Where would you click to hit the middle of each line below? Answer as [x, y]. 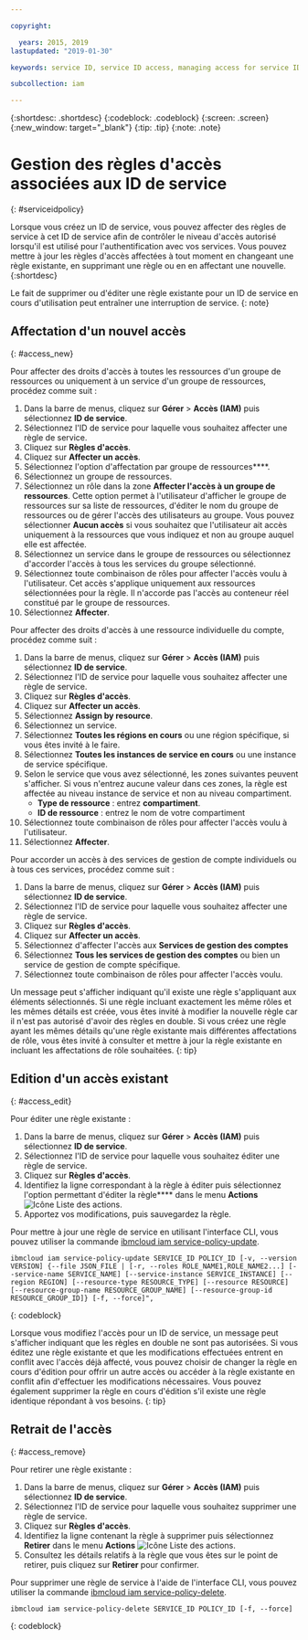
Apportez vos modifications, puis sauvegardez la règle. [127, 1214]
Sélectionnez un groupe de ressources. [98, 476]
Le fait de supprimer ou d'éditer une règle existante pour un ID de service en [154, 293]
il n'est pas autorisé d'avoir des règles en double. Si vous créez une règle [149, 1021]
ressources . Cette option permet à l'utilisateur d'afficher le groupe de [155, 495]
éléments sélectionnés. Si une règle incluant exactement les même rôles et [151, 1001]
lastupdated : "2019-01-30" [62, 51]
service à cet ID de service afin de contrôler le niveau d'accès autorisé [143, 237]
